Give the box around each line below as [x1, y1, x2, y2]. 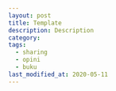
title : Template [8, 19, 62, 27]
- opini [15, 56, 41, 64]
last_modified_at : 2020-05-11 [8, 70, 109, 78]
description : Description [8, 26, 94, 34]
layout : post [8, 11, 52, 20]
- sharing [15, 48, 48, 56]
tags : [8, 41, 26, 49]
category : [8, 33, 41, 42]
